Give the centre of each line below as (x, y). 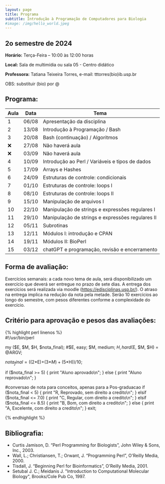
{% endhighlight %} (25, 418)
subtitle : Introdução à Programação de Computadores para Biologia (76, 19)
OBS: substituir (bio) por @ (32, 84)
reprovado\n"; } (21, 378)
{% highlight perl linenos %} (34, 332)
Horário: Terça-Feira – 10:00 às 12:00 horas (49, 55)
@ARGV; (14, 352)
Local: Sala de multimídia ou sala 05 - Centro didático (60, 65)
